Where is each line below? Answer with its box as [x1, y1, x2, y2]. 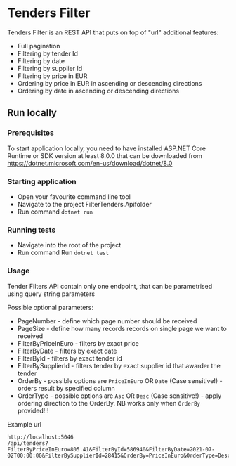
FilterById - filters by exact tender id [17, 354, 123, 363]
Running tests [7, 225, 56, 235]
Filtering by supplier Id [17, 64, 83, 72]
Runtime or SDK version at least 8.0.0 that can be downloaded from [7, 151, 202, 160]
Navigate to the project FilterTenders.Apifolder [17, 200, 152, 208]
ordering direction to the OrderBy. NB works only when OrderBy [17, 399, 201, 407]
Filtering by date [17, 56, 65, 65]
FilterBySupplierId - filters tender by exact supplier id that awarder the [17, 361, 221, 370]
